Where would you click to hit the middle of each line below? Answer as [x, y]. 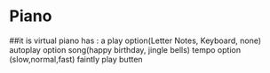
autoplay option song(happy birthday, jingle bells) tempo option [125, 49]
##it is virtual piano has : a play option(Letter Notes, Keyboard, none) [135, 40]
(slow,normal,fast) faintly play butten [76, 59]
